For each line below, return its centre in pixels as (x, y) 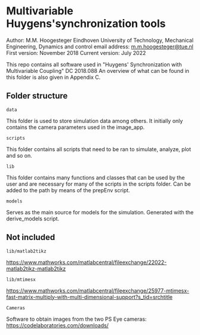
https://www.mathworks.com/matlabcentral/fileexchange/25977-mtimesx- (98, 290)
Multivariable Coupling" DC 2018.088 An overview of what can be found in (98, 70)
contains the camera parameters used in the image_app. (76, 127)
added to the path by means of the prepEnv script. (68, 190)
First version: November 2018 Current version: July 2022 (76, 53)
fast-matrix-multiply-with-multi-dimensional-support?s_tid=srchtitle (90, 297)
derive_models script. (33, 219)
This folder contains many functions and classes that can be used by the (96, 177)
